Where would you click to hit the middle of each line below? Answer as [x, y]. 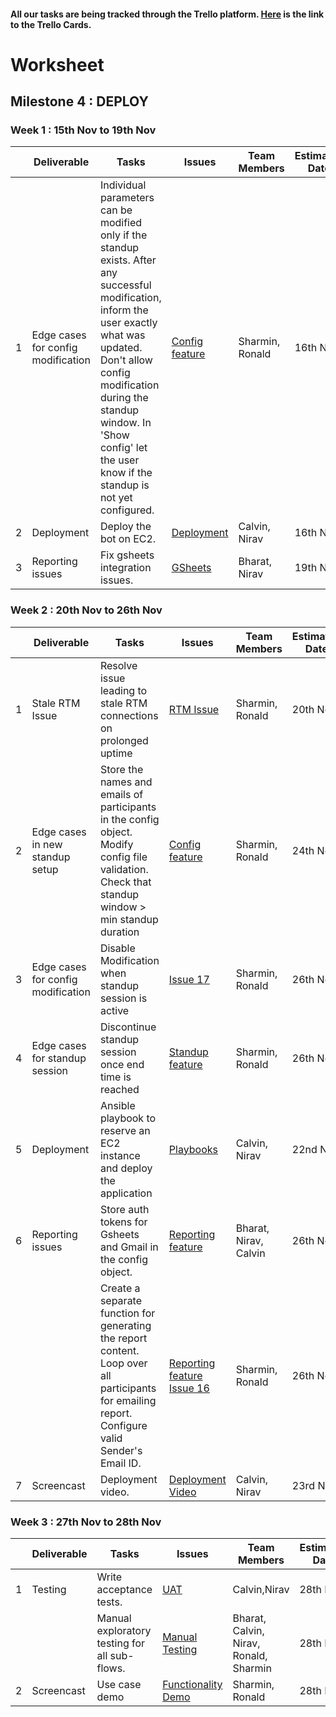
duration [119, 932]
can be [116, 210]
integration [125, 568]
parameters [127, 198]
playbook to [128, 1118]
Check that [125, 882]
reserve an [125, 1130]
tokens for [123, 1222]
